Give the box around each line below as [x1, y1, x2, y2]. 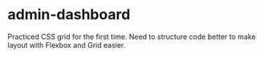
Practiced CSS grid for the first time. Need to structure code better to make [7, 32, 256, 41]
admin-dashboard [7, 6, 131, 24]
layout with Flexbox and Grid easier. [7, 40, 126, 49]
